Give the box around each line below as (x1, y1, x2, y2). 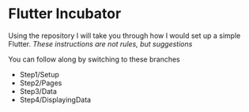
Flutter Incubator (8, 5, 122, 23)
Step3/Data (19, 86, 58, 95)
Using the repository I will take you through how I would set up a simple (8, 31, 241, 40)
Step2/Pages (19, 78, 62, 88)
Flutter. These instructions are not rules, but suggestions (8, 39, 193, 48)
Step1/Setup (19, 69, 59, 79)
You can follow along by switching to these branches (8, 54, 180, 64)
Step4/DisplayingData (19, 95, 92, 104)
